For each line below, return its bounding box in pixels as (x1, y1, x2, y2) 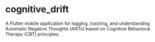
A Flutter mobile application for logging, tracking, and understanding (5, 20, 150, 26)
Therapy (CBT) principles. (5, 31, 60, 37)
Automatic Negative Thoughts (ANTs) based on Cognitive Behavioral (5, 25, 150, 31)
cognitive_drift (5, 4, 69, 15)
